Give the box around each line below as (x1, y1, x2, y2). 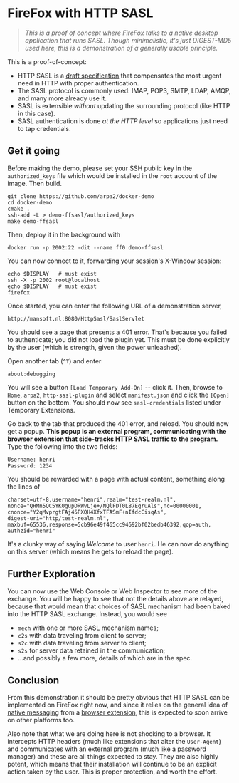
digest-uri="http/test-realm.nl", (7, 514, 110, 522)
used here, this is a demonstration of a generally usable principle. (24, 43, 218, 52)
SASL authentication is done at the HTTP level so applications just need (17, 116, 228, 125)
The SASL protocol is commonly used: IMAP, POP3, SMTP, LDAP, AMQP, (17, 86, 231, 95)
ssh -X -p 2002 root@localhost (7, 276, 100, 284)
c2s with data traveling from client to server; (17, 631, 147, 639)
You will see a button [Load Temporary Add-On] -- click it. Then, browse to (7, 383, 223, 391)
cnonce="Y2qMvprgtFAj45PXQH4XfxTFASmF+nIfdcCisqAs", (7, 508, 167, 516)
